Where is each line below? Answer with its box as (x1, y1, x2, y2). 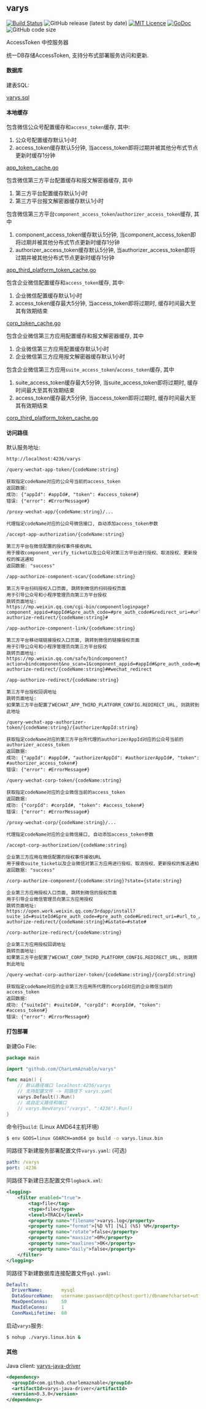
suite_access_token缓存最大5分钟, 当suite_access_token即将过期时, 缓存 (15, 379, 198, 386)
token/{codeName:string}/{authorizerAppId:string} (6, 725, 139, 731)
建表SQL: (6, 82, 29, 89)
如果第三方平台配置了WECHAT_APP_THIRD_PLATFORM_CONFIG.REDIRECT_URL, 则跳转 (6, 702, 195, 708)
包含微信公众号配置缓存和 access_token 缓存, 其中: (6, 123, 130, 131)
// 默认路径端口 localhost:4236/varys (17, 1083, 111, 1089)
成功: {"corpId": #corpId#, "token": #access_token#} (6, 803, 145, 809)
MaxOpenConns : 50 (12, 1299, 67, 1305)
